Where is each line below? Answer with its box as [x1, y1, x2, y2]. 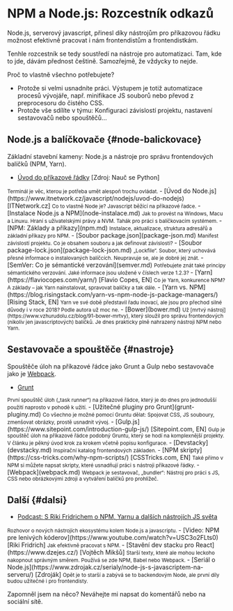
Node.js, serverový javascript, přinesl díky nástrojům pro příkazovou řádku [7, 29, 220, 37]
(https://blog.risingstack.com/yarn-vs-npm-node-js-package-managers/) [7, 290, 218, 298]
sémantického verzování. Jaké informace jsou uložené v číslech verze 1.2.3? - [7, 268, 193, 277]
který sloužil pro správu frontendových [131, 312, 224, 319]
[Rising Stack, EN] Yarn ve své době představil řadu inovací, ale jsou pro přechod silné [7, 297, 223, 306]
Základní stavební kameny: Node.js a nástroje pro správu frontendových [7, 152, 214, 160]
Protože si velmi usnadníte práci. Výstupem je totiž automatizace [17, 84, 203, 92]
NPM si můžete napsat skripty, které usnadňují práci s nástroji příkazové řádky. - [7, 461, 200, 469]
